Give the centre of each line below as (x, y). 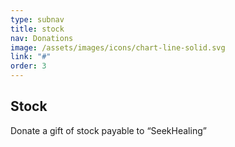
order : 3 (28, 66)
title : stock (37, 29)
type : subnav (37, 19)
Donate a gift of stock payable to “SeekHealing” (108, 130)
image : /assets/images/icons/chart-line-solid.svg (118, 47)
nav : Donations (42, 38)
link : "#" (31, 57)
